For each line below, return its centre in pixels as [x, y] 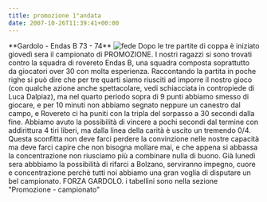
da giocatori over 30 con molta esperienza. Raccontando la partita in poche [132, 71]
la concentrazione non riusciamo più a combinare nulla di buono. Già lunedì [132, 155]
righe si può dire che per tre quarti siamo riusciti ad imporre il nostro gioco [130, 80]
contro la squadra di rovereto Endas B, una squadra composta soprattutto [129, 62]
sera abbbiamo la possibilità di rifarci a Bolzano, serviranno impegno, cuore [132, 164]
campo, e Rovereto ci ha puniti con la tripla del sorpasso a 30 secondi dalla [132, 113]
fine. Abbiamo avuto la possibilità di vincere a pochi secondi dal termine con [133, 122]
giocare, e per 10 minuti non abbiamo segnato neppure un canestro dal [125, 105]
